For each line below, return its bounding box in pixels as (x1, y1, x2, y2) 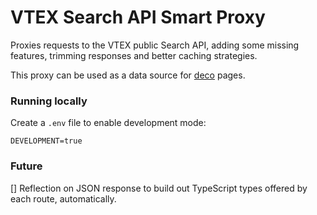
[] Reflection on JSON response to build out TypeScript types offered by (10, 182, 308, 194)
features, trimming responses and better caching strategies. (10, 49, 258, 61)
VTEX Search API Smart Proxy (10, 6, 266, 29)
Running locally (10, 94, 88, 108)
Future (10, 159, 43, 173)
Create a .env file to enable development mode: (10, 117, 207, 129)
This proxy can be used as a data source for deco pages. (10, 69, 246, 81)
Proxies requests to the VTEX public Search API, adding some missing (10, 39, 300, 51)
